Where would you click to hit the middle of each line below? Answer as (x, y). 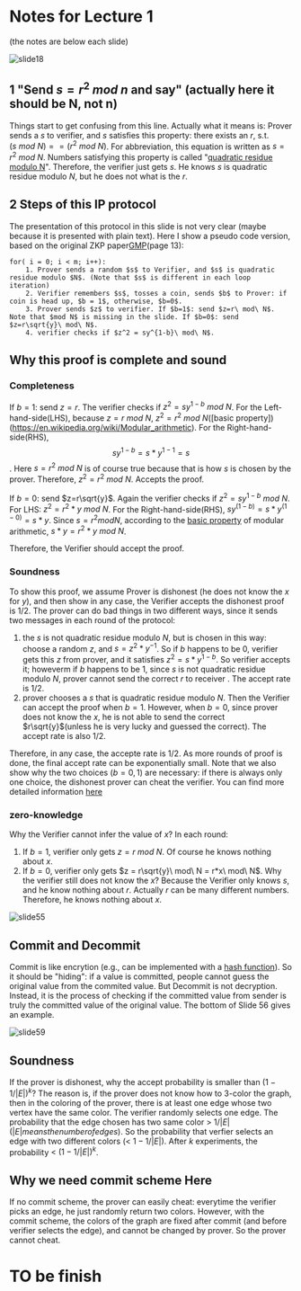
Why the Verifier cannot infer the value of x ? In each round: (119, 834)
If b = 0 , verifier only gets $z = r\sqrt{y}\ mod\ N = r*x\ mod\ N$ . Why (152, 871)
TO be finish (56, 1276)
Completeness (42, 386)
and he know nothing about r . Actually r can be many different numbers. (155, 890)
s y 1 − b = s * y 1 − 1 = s (151, 451)
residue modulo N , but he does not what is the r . (99, 176)
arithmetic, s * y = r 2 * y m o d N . (68, 530)
